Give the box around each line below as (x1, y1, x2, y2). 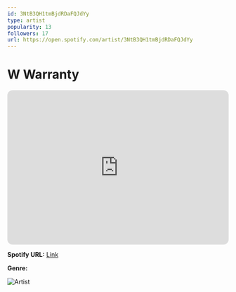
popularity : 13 (7, 23, 52, 30)
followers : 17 (7, 29, 49, 37)
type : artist (7, 17, 46, 24)
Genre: (7, 264, 28, 272)
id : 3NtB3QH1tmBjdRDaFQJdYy (7, 10, 90, 18)
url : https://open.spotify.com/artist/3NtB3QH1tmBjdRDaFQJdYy (7, 36, 193, 44)
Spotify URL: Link (7, 251, 59, 259)
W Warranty (7, 67, 79, 83)
